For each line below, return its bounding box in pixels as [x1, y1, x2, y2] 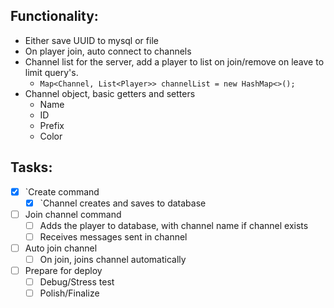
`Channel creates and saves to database [39, 197, 207, 209]
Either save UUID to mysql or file [24, 34, 159, 46]
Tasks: [10, 159, 53, 176]
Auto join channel [24, 242, 98, 254]
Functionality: [10, 8, 99, 25]
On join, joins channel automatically [39, 254, 187, 265]
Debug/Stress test [39, 276, 115, 288]
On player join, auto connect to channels [24, 45, 192, 57]
